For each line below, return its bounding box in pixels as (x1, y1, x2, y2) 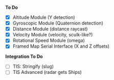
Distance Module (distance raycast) (12, 26, 88, 32)
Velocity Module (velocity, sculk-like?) (12, 32, 93, 38)
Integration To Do (5, 53, 43, 59)
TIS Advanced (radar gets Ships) (12, 69, 82, 75)
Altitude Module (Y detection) (12, 14, 75, 20)
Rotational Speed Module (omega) (12, 37, 85, 44)
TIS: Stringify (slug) (12, 64, 54, 70)
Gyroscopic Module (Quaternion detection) (12, 20, 103, 26)
